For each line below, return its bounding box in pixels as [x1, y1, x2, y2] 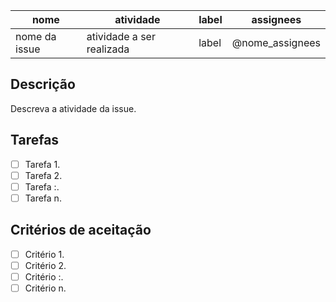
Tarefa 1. [24, 158, 61, 170]
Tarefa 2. [24, 169, 63, 181]
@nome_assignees [231, 36, 321, 49]
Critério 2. [24, 259, 67, 271]
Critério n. [24, 282, 67, 294]
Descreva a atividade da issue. [10, 102, 137, 114]
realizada [86, 42, 130, 56]
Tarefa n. [24, 192, 62, 204]
